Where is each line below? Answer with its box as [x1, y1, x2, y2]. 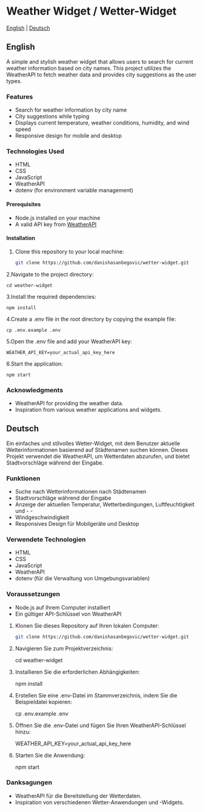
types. [6, 77, 22, 84]
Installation [6, 235, 35, 242]
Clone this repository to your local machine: [15, 247, 124, 255]
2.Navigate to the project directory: [6, 270, 94, 278]
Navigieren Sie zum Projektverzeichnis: [15, 645, 113, 652]
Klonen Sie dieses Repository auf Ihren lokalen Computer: [15, 622, 159, 629]
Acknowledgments [6, 386, 64, 394]
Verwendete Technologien [6, 535, 86, 543]
